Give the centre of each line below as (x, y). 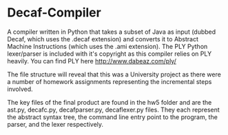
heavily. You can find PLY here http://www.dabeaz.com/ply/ (92, 61)
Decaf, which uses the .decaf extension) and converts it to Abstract (103, 39)
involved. (20, 89)
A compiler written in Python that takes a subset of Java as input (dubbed (112, 32)
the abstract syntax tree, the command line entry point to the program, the (113, 117)
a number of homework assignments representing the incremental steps (110, 81)
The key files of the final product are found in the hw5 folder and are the (110, 102)
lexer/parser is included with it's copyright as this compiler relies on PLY (110, 54)
